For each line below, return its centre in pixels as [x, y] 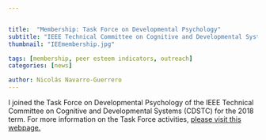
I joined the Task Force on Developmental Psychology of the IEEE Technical [131, 102]
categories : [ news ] [40, 66]
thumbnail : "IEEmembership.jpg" [61, 44]
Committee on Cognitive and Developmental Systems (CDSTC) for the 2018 [131, 111]
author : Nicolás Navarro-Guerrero [65, 80]
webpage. [25, 128]
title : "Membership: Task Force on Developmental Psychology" [115, 29]
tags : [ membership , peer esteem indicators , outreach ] [101, 59]
